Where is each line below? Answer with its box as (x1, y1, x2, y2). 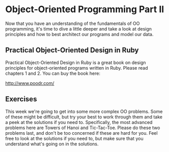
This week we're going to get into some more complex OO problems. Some (5, 108, 163, 114)
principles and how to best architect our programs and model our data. (5, 31, 154, 37)
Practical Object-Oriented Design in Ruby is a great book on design (5, 59, 146, 66)
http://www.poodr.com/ (5, 80, 54, 86)
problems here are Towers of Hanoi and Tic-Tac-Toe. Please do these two (5, 125, 160, 131)
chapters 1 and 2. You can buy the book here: (5, 70, 101, 76)
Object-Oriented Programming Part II (5, 4, 164, 15)
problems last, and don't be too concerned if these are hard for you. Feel (5, 130, 158, 136)
